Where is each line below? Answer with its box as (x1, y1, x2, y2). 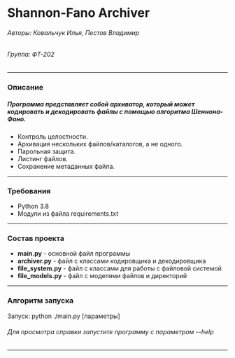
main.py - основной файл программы (17, 249, 131, 258)
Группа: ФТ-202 (7, 50, 55, 59)
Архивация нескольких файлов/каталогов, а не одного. (17, 139, 183, 148)
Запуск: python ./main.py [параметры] (7, 312, 120, 320)
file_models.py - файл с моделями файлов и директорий (17, 272, 187, 280)
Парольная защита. (17, 147, 76, 156)
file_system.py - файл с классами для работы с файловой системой (17, 264, 222, 273)
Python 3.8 (17, 202, 49, 211)
